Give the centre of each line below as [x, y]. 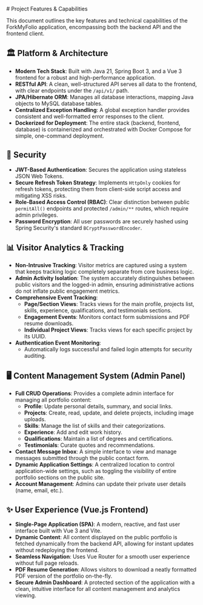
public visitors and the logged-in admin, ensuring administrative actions [105, 285]
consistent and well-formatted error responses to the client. [90, 116]
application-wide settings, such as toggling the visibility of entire [96, 471]
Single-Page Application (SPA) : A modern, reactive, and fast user [98, 524]
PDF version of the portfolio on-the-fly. [64, 576]
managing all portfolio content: [53, 400]
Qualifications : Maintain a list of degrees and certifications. [99, 439]
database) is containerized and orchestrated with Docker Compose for [103, 129]
